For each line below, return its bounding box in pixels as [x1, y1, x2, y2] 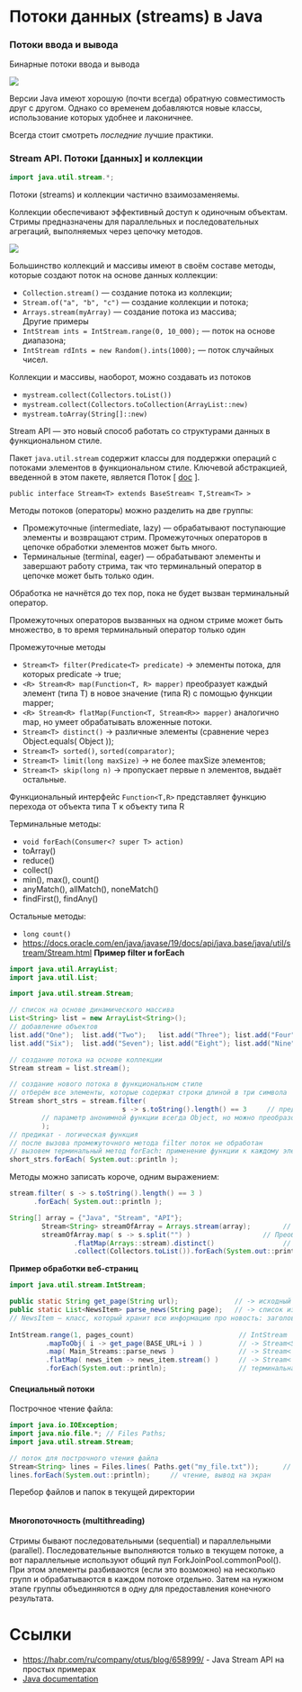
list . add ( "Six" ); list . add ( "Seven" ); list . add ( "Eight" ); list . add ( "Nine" [9, 1038, 296, 1048]
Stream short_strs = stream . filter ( [9, 1097, 147, 1106]
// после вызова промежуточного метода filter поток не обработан [9, 1138, 263, 1147]
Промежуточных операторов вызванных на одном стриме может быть [9, 614, 283, 625]
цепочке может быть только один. [22, 570, 155, 581]
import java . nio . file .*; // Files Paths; [9, 1429, 167, 1438]
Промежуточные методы [9, 641, 106, 652]
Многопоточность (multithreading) [9, 1516, 146, 1526]
